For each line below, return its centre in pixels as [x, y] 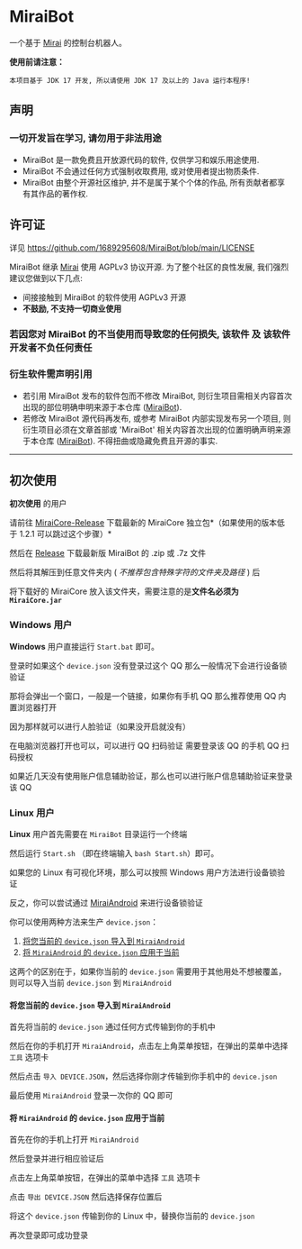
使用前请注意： [37, 61]
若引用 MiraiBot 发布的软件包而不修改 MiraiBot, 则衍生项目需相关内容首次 [157, 396]
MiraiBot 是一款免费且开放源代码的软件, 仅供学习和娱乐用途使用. [141, 160]
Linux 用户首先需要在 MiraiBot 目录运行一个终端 [98, 834]
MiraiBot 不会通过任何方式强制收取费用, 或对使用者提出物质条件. [141, 171]
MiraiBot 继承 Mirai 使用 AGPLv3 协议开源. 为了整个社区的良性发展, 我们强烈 [149, 267]
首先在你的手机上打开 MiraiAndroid [74, 1140]
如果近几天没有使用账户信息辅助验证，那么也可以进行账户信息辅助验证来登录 [151, 776]
